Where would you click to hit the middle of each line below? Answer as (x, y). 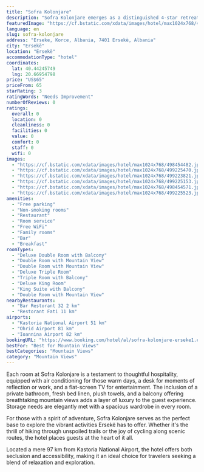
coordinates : (23, 63)
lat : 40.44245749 (34, 68)
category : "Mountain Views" (42, 357)
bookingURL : (21, 340)
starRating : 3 (24, 91)
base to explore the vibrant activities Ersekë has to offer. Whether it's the (97, 425)
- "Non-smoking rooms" (40, 210)
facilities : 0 (29, 131)
